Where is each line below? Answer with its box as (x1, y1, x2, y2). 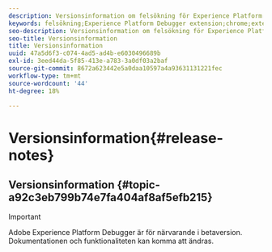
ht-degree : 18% (8, 86, 60, 95)
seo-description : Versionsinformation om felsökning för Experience (8, 27, 244, 35)
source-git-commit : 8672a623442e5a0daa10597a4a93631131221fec (8, 65, 223, 73)
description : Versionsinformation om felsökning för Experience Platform (8, 11, 263, 20)
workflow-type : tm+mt (8, 72, 82, 80)
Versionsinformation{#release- (8, 128, 224, 147)
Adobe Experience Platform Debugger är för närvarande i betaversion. (8, 228, 243, 237)
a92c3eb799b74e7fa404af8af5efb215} (8, 191, 213, 204)
